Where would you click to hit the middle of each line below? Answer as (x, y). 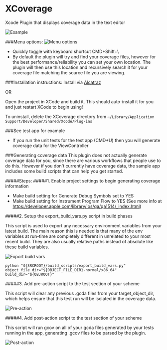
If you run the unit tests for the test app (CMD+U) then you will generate (86, 140)
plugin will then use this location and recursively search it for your (80, 67)
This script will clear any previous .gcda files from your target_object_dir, (80, 293)
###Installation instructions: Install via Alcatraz (53, 82)
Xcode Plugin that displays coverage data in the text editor (65, 22)
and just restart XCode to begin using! (44, 107)
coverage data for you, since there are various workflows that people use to (83, 161)
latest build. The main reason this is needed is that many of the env (74, 231)
